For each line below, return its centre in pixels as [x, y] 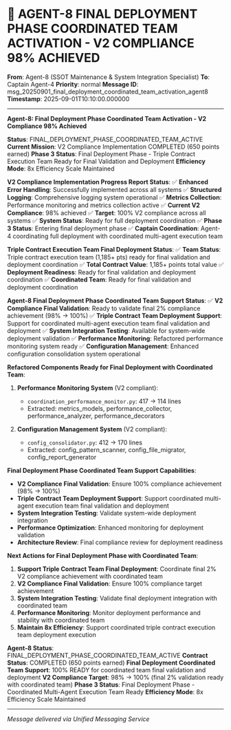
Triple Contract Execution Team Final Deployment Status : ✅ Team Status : [114, 249]
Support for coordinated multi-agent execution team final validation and [109, 323]
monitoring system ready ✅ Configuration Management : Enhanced [103, 346]
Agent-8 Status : [31, 648]
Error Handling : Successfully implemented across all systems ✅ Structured [114, 189]
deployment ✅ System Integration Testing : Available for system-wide [106, 330]
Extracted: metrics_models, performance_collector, [100, 408]
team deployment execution [56, 634]
